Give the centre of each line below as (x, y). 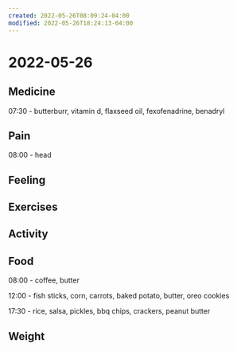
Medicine (32, 92)
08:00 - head (30, 155)
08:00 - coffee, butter (44, 280)
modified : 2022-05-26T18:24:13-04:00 (71, 23)
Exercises (33, 207)
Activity (29, 234)
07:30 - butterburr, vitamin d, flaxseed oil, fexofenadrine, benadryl (117, 111)
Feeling (27, 180)
